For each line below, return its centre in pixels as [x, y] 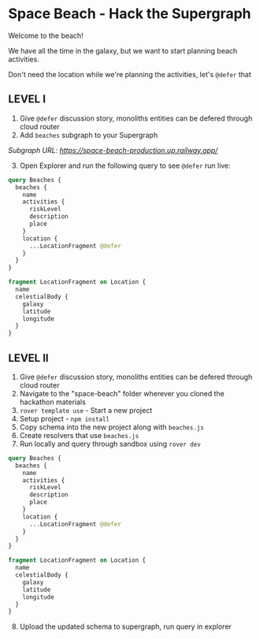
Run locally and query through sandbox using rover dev [110, 444]
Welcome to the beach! [46, 35]
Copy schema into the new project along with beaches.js [112, 427]
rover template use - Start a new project [85, 410]
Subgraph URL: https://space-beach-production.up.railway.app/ [113, 150]
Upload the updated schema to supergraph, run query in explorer [126, 626]
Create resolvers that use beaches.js [79, 435]
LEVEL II [28, 358]
